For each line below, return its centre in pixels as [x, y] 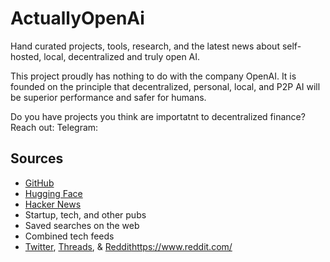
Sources [37, 158]
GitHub [39, 183]
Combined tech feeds [69, 236]
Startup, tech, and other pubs [85, 214]
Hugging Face [53, 193]
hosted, [26, 56]
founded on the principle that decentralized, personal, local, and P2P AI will [165, 86]
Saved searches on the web [82, 225]
